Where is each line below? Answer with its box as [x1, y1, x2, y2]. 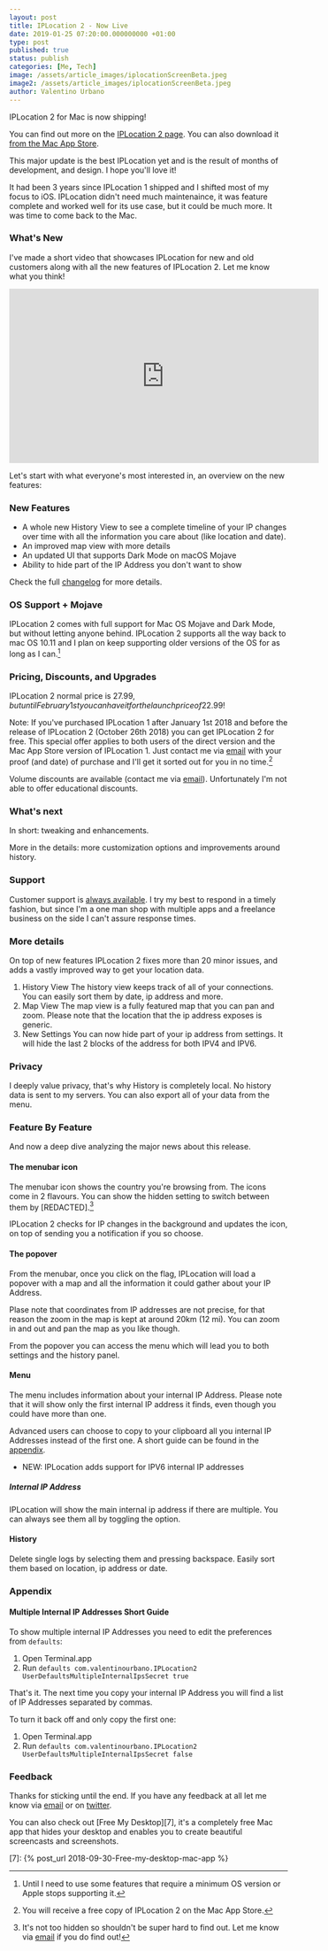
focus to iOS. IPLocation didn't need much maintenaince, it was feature [9, 191, 268, 202]
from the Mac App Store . [9, 138, 100, 149]
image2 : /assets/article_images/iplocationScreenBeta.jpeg [9, 79, 232, 88]
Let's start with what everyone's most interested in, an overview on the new [9, 470, 286, 481]
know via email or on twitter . [9, 1800, 112, 1811]
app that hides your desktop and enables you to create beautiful [9, 1826, 243, 1838]
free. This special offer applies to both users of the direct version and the [9, 736, 276, 747]
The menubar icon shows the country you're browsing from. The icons [9, 1181, 267, 1192]
